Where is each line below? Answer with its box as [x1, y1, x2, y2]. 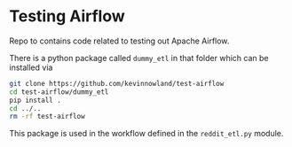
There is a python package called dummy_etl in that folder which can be [9, 52, 269, 63]
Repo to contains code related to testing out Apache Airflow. [9, 35, 230, 46]
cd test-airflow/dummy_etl [9, 87, 109, 97]
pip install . [9, 96, 62, 104]
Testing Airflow [9, 6, 126, 27]
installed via [9, 62, 53, 73]
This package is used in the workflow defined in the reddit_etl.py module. [9, 128, 284, 139]
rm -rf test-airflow [9, 112, 86, 121]
